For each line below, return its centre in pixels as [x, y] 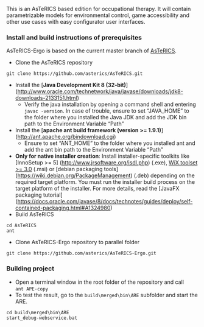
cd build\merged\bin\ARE [38, 312]
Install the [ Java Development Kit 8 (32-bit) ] [72, 85]
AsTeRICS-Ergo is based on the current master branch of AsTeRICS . [91, 51]
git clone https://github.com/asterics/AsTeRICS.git [75, 74]
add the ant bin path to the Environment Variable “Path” [93, 150]
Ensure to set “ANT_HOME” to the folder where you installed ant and [110, 143]
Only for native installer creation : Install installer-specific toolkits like [102, 156]
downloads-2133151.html [46, 98]
